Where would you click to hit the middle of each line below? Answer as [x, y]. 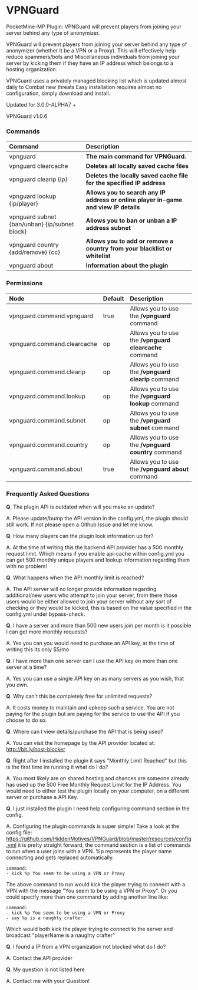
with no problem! [27, 566]
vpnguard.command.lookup [47, 396]
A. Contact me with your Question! [48, 981]
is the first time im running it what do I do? [57, 767]
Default [113, 298]
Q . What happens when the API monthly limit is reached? [75, 577]
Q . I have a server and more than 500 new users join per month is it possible [99, 625]
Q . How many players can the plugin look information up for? [80, 536]
